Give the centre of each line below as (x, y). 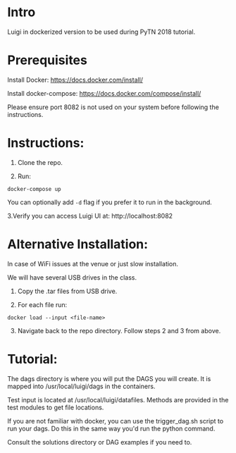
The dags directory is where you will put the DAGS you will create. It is (109, 378)
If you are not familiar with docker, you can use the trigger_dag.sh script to (116, 421)
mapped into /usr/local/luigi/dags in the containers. (81, 386)
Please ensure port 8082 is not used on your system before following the (113, 107)
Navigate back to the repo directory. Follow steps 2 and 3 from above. (119, 330)
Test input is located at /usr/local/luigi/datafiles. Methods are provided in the (118, 399)
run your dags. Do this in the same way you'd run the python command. (111, 428)
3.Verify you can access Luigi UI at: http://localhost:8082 (90, 216)
